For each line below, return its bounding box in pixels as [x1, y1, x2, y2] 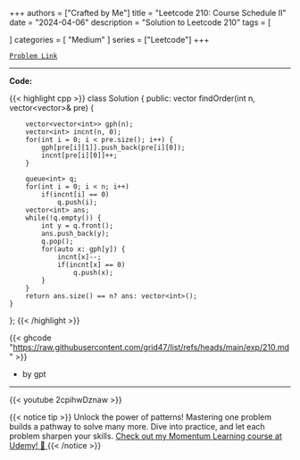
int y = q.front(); [41, 222, 114, 230]
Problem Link [9, 52, 58, 61]
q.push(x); [72, 268, 114, 277]
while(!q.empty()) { [25, 213, 102, 222]
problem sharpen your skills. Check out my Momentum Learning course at [9, 431, 283, 441]
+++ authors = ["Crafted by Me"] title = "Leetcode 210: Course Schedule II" [9, 8, 287, 18]
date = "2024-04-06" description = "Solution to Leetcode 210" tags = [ [9, 17, 271, 28]
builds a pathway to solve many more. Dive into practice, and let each [9, 422, 265, 431]
